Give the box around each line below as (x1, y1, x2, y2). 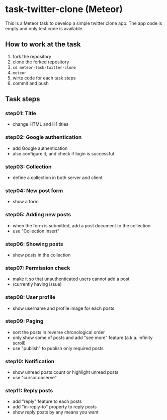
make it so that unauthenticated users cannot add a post (12, 276, 130, 282)
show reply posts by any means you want (12, 409, 99, 415)
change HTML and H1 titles (12, 121, 69, 127)
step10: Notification (5, 358, 54, 365)
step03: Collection (5, 163, 52, 170)
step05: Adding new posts (5, 211, 71, 218)
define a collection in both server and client (12, 175, 103, 181)
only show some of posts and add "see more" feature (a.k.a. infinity (12, 334, 153, 341)
